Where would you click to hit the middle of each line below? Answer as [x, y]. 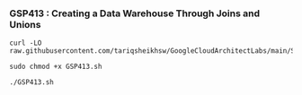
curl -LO [26, 43]
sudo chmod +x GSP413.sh [56, 67]
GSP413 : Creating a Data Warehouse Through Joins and [135, 13]
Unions [25, 24]
